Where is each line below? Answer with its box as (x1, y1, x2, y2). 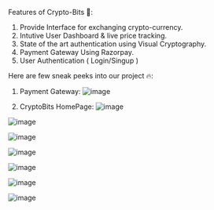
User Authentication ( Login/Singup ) (19, 56, 139, 65)
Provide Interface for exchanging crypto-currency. (19, 23, 183, 31)
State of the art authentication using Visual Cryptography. (19, 39, 207, 49)
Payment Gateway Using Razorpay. (19, 48, 134, 56)
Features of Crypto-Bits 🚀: (8, 8, 93, 16)
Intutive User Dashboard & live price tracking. (19, 31, 168, 40)
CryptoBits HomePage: (19, 102, 94, 111)
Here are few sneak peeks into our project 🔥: (8, 71, 153, 80)
